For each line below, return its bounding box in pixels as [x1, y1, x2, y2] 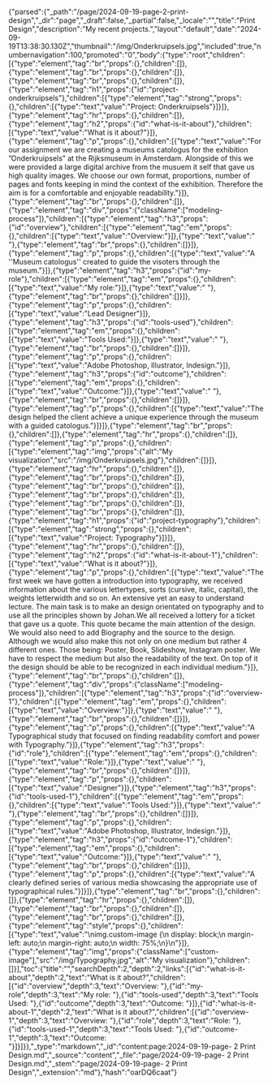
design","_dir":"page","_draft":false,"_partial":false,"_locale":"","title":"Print [8, 15, 256, 25]
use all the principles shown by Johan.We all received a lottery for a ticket [8, 610, 256, 620]
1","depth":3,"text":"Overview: [8, 1016, 108, 1025]
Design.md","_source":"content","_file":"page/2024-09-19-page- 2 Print [8, 1050, 249, 1060]
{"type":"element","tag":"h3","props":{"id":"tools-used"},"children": [8, 317, 234, 327]
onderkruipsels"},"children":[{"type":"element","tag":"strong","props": [8, 93, 242, 102]
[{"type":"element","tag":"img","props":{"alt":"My [8, 446, 173, 456]
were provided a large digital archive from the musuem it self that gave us [8, 162, 255, 171]
